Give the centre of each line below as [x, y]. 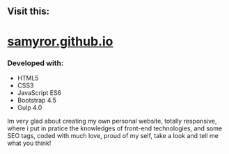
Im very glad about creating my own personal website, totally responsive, [112, 121]
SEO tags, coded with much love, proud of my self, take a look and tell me [113, 135]
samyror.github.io [60, 41]
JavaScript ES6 [39, 92]
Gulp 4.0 [30, 108]
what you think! [29, 143]
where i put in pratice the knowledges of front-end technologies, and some [115, 128]
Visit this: [29, 11]
